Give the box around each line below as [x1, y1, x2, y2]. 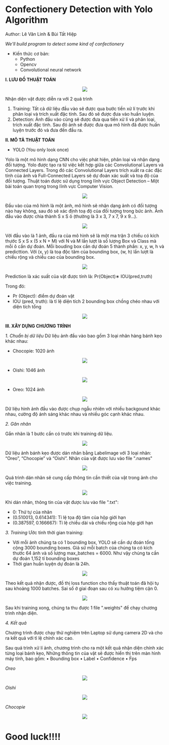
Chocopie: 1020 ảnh [12, 348, 54, 354]
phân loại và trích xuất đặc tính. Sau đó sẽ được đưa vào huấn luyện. [12, 111, 155, 117]
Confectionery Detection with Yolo [5, 4, 153, 15]
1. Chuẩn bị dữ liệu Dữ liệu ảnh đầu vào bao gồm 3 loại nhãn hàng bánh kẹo [5, 333, 162, 339]
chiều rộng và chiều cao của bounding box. [5, 254, 95, 260]
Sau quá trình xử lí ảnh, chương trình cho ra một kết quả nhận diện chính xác [5, 644, 164, 650]
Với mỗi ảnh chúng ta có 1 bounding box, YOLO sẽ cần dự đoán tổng [12, 539, 155, 545]
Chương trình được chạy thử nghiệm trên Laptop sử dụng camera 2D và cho [5, 629, 163, 635]
